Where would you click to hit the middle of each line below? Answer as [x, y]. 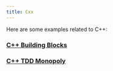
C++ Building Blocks [37, 45]
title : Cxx [20, 12]
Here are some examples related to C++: [57, 29]
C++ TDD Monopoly [36, 61]
